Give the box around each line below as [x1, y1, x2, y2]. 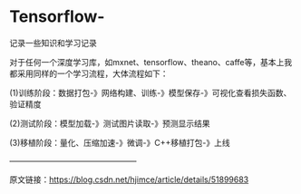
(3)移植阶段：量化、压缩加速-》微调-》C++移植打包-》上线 [9, 137, 230, 148]
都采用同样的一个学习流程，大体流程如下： [9, 68, 169, 79]
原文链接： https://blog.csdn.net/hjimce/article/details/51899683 [9, 174, 249, 185]
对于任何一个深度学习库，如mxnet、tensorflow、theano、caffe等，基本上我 [9, 56, 293, 67]
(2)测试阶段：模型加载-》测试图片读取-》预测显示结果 [9, 118, 210, 129]
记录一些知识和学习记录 [9, 37, 97, 48]
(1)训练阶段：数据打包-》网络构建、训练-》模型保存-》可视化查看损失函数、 [9, 87, 292, 98]
